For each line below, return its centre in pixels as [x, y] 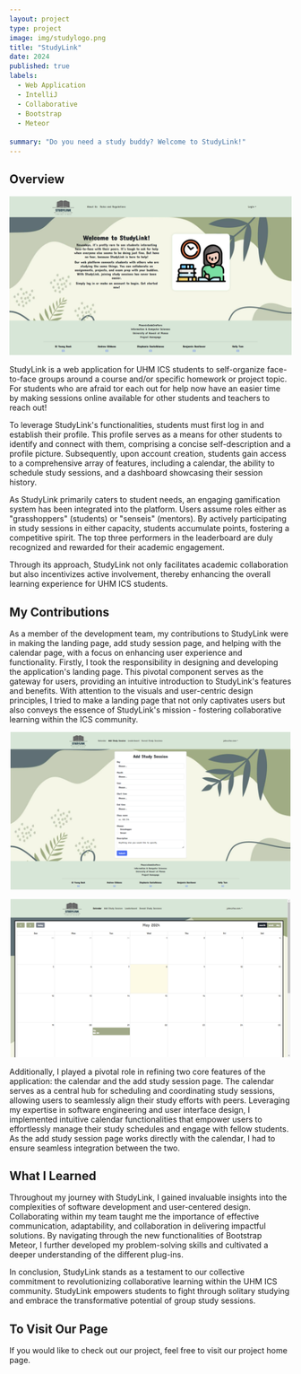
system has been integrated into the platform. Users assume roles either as [148, 509]
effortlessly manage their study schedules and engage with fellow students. [149, 1129]
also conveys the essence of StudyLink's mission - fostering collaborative [146, 710]
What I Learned [53, 1176]
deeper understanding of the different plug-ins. [96, 1255]
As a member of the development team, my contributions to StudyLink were [149, 634]
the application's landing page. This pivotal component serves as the [137, 672]
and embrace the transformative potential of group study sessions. [133, 1300]
